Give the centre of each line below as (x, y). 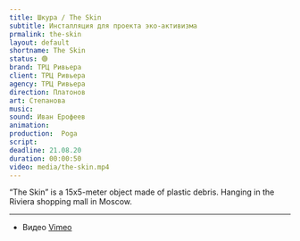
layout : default (39, 42)
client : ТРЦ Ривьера (48, 76)
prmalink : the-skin (46, 34)
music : (21, 109)
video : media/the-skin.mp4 (59, 167)
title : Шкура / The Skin (55, 17)
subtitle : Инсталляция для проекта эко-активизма (104, 26)
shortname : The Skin (48, 51)
